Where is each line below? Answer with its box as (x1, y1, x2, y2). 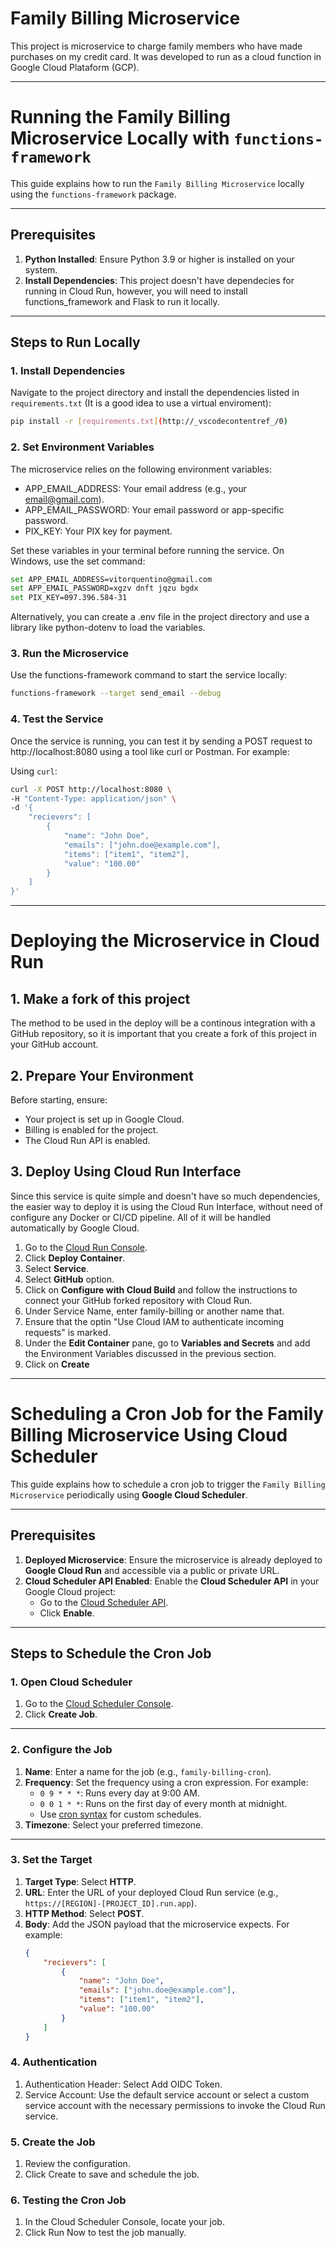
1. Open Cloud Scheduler (10, 1675, 133, 1689)
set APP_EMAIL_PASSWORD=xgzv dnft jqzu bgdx (10, 583, 199, 594)
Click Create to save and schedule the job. (24, 2168, 200, 2181)
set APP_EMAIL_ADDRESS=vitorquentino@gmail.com (10, 574, 213, 584)
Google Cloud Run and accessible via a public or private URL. (24, 1564, 280, 1576)
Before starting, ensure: (10, 1093, 108, 1106)
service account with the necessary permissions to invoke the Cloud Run (24, 2099, 326, 2111)
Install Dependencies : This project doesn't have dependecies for (24, 274, 295, 286)
